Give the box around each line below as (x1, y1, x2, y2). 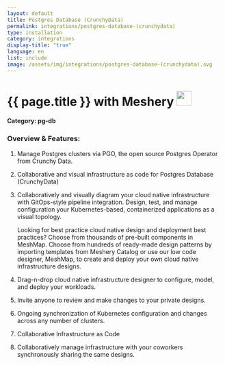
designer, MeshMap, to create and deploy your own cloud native (16, 255, 199, 263)
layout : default (7, 10, 53, 17)
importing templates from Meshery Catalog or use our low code (16, 247, 197, 255)
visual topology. (16, 212, 62, 221)
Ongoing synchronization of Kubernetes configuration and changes (16, 309, 207, 317)
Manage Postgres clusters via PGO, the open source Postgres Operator (16, 149, 218, 158)
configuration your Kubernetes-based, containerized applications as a (16, 205, 215, 213)
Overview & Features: (7, 134, 81, 144)
